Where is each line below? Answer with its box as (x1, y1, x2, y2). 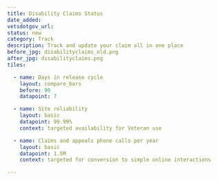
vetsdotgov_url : (7, 23, 54, 30)
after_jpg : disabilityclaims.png (7, 55, 103, 62)
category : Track (7, 36, 54, 43)
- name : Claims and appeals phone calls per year (13, 137, 159, 144)
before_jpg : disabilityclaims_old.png (7, 49, 119, 56)
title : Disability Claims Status (7, 10, 103, 17)
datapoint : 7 (19, 93, 57, 100)
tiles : (7, 61, 26, 68)
